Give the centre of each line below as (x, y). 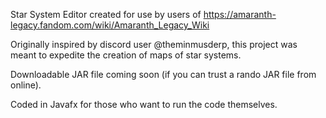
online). (26, 85)
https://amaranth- (240, 14)
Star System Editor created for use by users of (106, 14)
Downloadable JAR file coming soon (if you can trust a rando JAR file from (163, 74)
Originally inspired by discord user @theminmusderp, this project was (154, 44)
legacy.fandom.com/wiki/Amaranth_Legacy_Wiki (110, 25)
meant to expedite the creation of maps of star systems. (126, 55)
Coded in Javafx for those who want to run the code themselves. (144, 104)
